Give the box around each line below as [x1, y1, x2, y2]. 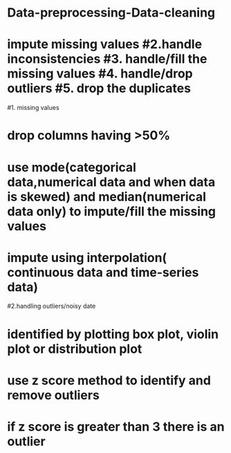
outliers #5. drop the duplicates [7, 81, 192, 96]
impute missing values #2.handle [7, 37, 203, 53]
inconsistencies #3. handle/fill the [7, 51, 207, 67]
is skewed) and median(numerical [7, 189, 206, 205]
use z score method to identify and [7, 372, 211, 388]
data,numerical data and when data [7, 174, 216, 189]
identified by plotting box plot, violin [7, 326, 219, 342]
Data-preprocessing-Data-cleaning [7, 5, 216, 21]
